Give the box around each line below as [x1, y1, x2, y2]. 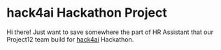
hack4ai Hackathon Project [6, 5, 167, 21]
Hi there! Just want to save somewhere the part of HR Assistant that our [6, 28, 214, 36]
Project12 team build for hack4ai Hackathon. [6, 35, 134, 43]
